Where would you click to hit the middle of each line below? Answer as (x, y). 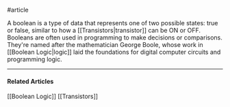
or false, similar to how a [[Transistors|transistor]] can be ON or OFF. (104, 30)
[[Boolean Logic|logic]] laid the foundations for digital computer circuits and (114, 52)
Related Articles (30, 81)
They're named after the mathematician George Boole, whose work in (105, 45)
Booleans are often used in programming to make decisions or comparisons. (115, 37)
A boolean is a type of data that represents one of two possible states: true (113, 23)
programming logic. (35, 59)
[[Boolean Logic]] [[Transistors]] (52, 96)
